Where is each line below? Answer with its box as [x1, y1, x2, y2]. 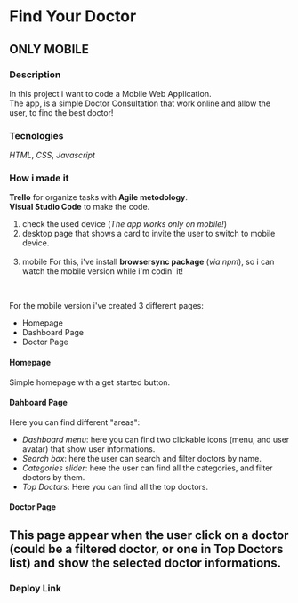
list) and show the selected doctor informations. [9, 555, 282, 570]
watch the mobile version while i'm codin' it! [21, 266, 184, 277]
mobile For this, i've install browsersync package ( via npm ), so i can [21, 256, 275, 268]
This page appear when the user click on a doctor [9, 527, 289, 543]
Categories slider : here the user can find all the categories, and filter [21, 462, 273, 473]
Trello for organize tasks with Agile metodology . [9, 192, 189, 203]
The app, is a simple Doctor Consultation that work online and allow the [9, 98, 271, 109]
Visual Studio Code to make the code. [9, 202, 150, 213]
